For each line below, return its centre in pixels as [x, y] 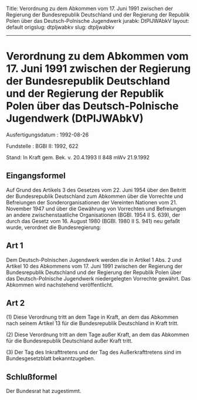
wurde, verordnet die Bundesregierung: [54, 227]
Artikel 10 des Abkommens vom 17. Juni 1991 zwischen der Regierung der [94, 266]
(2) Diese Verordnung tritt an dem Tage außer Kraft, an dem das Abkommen [98, 335]
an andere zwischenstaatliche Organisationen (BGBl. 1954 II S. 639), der [93, 215]
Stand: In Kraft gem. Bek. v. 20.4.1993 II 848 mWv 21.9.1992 [78, 157]
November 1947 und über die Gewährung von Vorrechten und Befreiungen [96, 208]
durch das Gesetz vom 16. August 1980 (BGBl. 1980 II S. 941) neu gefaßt [93, 221]
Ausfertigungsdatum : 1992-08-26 [47, 135]
